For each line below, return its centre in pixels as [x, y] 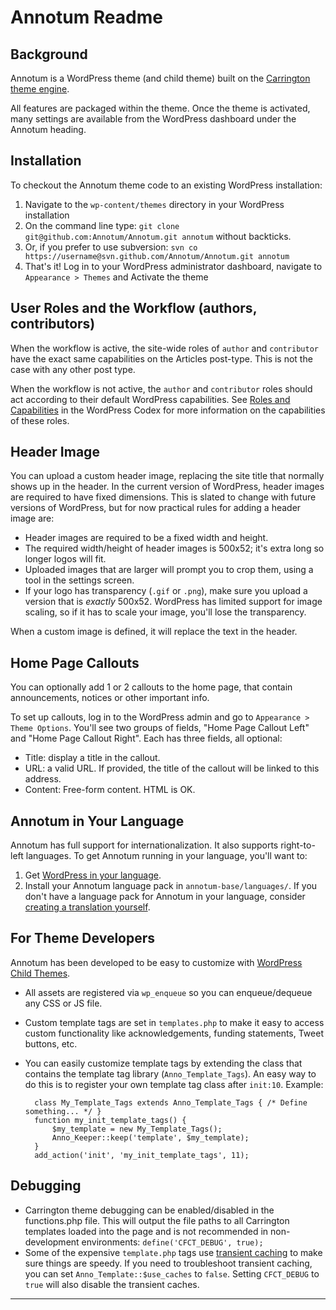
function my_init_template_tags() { [110, 1120]
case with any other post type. [73, 369]
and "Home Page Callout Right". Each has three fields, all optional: [146, 738]
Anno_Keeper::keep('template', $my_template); [150, 1137]
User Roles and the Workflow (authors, [133, 308]
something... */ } [63, 1111]
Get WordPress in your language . [93, 875]
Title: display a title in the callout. [92, 758]
